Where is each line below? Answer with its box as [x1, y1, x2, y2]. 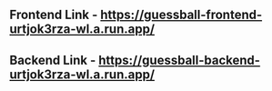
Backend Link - [9, 52, 96, 67]
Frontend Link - [9, 7, 98, 23]
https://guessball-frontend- [99, 7, 263, 23]
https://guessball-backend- [98, 52, 261, 67]
